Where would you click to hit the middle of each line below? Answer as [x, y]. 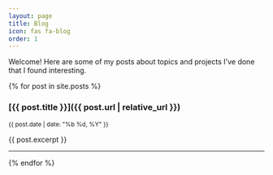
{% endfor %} [32, 163]
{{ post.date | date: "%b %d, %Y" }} [58, 124]
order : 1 [23, 39]
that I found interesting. [48, 71]
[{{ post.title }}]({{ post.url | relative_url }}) [95, 107]
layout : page [30, 16]
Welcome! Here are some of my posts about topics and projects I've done [132, 62]
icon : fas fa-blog [39, 31]
